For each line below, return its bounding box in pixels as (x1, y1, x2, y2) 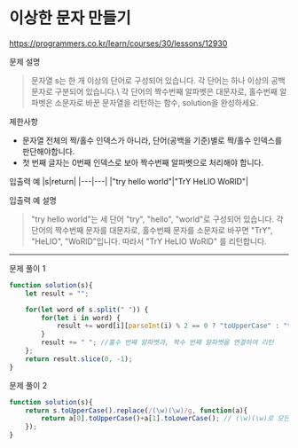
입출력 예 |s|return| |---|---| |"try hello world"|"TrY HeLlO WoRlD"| (9, 176, 249, 186)
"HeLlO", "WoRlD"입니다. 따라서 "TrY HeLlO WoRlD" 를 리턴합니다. (30, 236, 268, 247)
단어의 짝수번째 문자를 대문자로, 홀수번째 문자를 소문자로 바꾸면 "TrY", (30, 224, 273, 235)
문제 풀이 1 (9, 263, 46, 273)
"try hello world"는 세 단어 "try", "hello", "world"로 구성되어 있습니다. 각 (30, 214, 284, 224)
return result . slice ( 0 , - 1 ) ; (25, 354, 133, 364)
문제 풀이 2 (9, 380, 47, 390)
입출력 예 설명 (9, 194, 58, 205)
